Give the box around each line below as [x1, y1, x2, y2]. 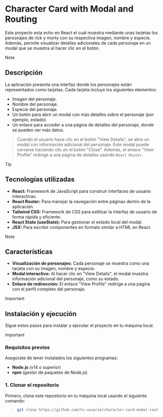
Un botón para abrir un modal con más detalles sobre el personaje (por [12, 112, 154, 117]
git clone [16, 407, 37, 412]
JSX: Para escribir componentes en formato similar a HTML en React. [12, 224, 152, 230]
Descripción [5, 69, 43, 77]
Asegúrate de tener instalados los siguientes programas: [5, 355, 118, 361]
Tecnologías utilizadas [5, 176, 75, 184]
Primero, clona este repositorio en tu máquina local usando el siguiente [5, 393, 147, 399]
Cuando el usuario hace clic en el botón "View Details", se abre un [16, 136, 149, 142]
